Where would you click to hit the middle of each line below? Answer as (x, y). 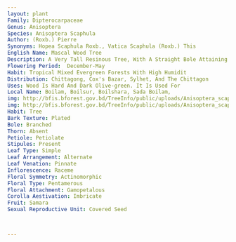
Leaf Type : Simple (34, 151)
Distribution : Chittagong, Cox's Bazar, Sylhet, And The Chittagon (108, 79)
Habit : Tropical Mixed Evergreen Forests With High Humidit (97, 72)
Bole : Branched (29, 125)
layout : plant (28, 14)
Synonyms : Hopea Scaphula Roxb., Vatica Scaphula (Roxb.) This (102, 46)
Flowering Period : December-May (56, 66)
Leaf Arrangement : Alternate (50, 157)
